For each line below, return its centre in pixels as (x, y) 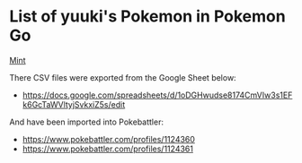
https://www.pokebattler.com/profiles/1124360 (109, 139)
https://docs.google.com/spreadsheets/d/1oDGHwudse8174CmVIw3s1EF (157, 95)
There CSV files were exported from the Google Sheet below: (123, 77)
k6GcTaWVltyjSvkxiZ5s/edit (74, 104)
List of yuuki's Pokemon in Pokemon (147, 17)
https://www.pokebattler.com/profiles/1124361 (107, 149)
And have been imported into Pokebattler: (87, 122)
